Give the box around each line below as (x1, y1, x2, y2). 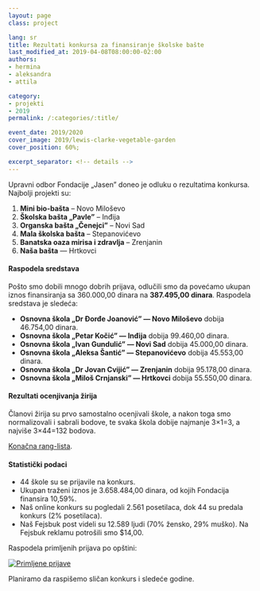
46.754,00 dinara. (19, 322, 79, 332)
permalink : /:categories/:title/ (8, 115, 119, 122)
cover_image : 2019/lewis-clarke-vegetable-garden (8, 136, 177, 144)
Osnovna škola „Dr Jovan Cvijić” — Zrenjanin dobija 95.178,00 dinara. (19, 364, 252, 374)
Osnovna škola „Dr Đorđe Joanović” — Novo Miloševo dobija (19, 313, 225, 323)
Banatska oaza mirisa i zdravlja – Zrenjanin (19, 237, 163, 247)
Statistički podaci (8, 459, 68, 469)
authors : (8, 56, 37, 64)
